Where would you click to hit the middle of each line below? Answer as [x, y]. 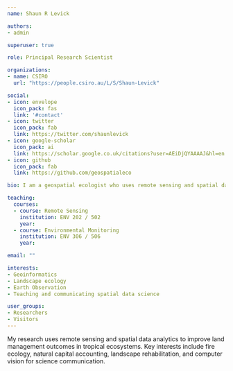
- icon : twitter [31, 121]
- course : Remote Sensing [51, 211]
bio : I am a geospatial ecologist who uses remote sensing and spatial [113, 185]
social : [18, 95]
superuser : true [31, 45]
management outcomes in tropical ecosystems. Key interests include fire [111, 346]
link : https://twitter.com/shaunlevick [71, 135]
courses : [26, 205]
